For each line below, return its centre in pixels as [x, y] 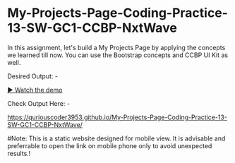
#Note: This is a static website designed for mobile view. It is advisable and [116, 138]
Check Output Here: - [39, 103]
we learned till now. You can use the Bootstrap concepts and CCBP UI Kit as [117, 55]
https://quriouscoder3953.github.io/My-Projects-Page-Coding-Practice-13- [117, 117]
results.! [19, 153]
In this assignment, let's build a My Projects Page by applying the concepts [116, 47]
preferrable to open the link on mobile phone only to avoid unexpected [110, 145]
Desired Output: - [33, 76]
